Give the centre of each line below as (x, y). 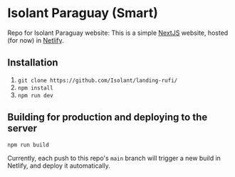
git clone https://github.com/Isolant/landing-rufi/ (98, 80)
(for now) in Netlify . (36, 40)
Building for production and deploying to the (108, 118)
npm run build (28, 145)
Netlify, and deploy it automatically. (59, 166)
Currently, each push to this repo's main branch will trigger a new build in (114, 158)
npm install (35, 88)
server (22, 128)
